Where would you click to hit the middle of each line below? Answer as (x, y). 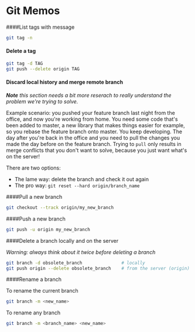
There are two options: (33, 168)
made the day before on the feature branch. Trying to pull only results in (94, 144)
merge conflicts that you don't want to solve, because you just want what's (97, 150)
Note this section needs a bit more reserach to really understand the (89, 95)
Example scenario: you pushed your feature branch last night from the (91, 113)
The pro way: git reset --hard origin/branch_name (77, 185)
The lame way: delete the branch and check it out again (82, 179)
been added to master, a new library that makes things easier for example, (96, 125)
